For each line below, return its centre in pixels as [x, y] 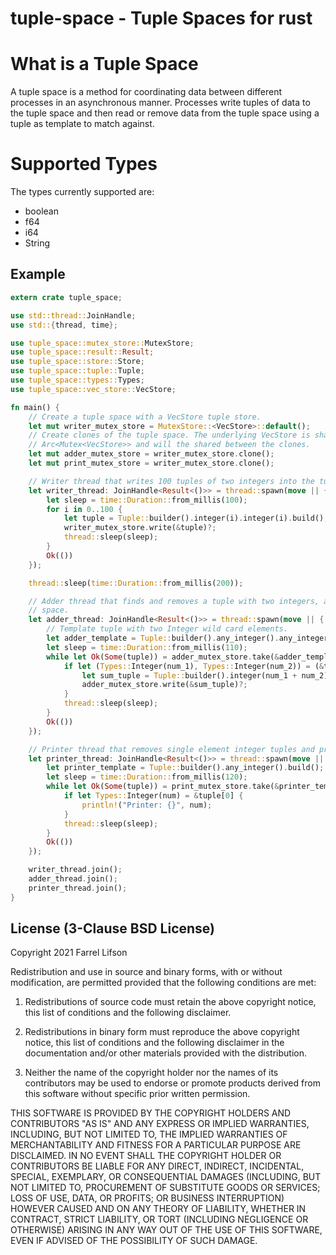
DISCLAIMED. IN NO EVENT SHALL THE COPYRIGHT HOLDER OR [146, 1156]
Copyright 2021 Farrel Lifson [69, 953]
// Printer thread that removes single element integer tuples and [171, 749]
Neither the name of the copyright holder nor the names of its [151, 1073]
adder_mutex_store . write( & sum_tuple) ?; [164, 685]
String [37, 243]
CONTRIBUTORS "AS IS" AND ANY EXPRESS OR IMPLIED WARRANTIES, [160, 1124]
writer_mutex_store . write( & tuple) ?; [140, 528]
